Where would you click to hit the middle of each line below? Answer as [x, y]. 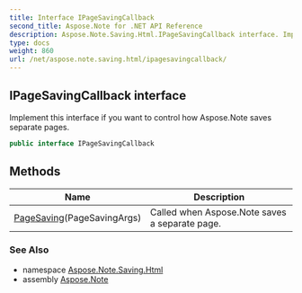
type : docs [30, 43]
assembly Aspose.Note [65, 279]
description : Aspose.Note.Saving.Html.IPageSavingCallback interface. [144, 34]
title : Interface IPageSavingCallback [82, 18]
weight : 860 [31, 51]
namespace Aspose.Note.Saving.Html [93, 270]
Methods [35, 172]
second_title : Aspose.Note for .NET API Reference [106, 26]
